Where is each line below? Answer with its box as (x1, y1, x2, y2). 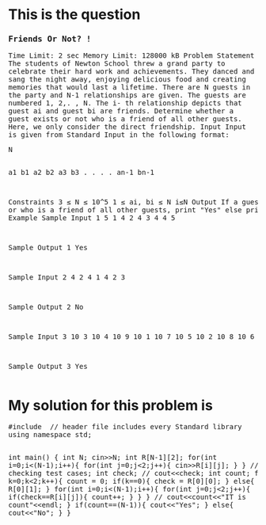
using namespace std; (8, 430, 93, 439)
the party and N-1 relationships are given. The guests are (8, 91, 247, 100)
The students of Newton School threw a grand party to (8, 59, 226, 68)
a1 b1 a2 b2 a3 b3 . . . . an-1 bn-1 (8, 168, 155, 177)
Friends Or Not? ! (8, 34, 92, 44)
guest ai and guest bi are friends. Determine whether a (8, 107, 234, 116)
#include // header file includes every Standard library (8, 422, 243, 432)
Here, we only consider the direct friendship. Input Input (8, 123, 247, 131)
